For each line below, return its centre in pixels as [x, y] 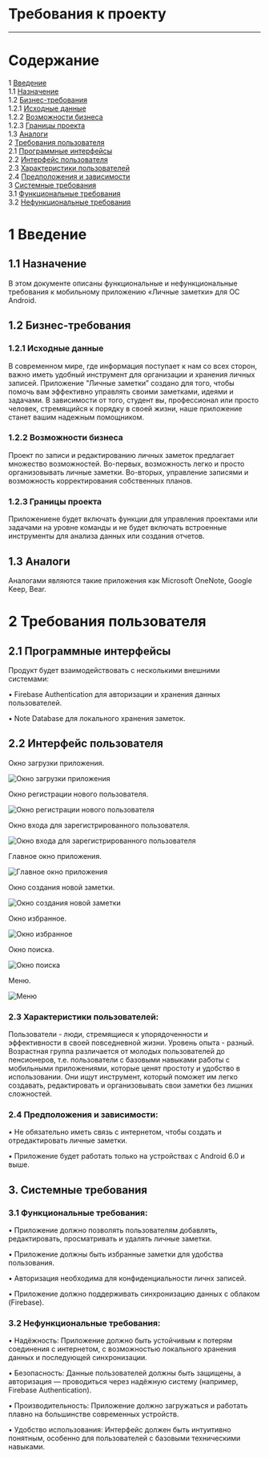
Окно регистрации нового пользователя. [78, 794]
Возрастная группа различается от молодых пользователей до [117, 1051]
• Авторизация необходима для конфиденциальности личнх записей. [127, 1278]
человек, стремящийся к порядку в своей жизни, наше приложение [125, 408]
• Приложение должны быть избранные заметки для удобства [116, 1254]
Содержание [54, 61]
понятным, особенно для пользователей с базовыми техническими [124, 1438]
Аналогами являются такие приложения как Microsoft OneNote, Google [130, 580]
